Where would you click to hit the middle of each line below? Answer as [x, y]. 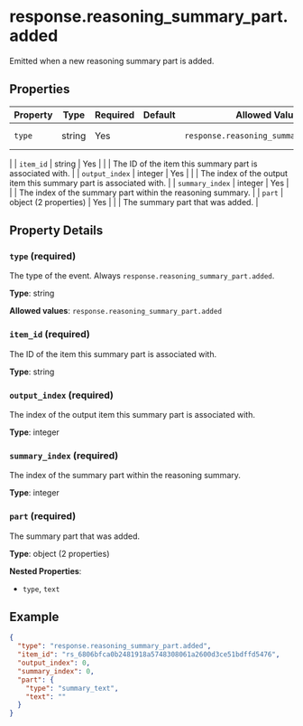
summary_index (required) [64, 456]
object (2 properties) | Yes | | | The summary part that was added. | [134, 202]
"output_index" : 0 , [54, 663]
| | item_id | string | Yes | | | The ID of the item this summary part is [133, 164]
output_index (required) [62, 395]
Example [34, 617]
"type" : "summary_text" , [72, 688]
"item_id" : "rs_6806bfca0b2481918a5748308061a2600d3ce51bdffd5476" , [149, 655]
